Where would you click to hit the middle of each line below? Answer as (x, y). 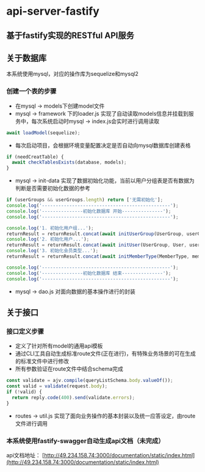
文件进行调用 (31, 423)
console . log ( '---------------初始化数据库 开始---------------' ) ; (89, 211)
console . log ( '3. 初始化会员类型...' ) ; (52, 251)
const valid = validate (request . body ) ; (57, 386)
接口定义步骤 (25, 331)
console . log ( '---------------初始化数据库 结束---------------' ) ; (89, 273)
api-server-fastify (53, 11)
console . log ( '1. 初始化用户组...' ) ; (50, 228)
